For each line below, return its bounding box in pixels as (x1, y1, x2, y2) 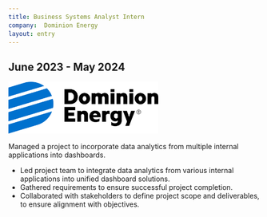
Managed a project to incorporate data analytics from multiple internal (8, 142, 239, 152)
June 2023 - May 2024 (8, 60, 126, 73)
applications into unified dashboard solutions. (19, 174, 170, 183)
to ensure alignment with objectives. (19, 199, 140, 209)
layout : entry (8, 30, 56, 37)
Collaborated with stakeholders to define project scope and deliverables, (19, 191, 260, 201)
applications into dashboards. (8, 150, 106, 160)
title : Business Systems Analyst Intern (8, 13, 145, 21)
